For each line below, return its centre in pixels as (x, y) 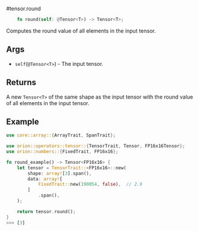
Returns (21, 83)
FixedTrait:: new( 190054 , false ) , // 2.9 (90, 184)
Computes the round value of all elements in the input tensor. (81, 31)
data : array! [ (45, 179)
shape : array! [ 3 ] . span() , (60, 173)
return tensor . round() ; (46, 211)
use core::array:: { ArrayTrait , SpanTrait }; (61, 135)
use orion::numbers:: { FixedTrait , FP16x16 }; (62, 152)
